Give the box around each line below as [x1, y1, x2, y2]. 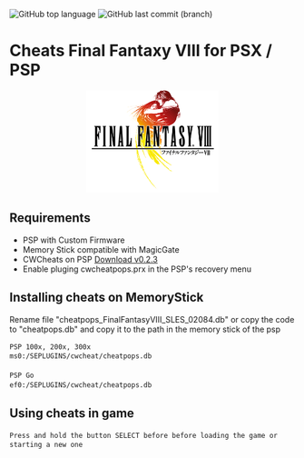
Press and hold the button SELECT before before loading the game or [9, 431, 279, 440]
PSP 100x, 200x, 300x [9, 342, 92, 352]
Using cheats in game [9, 405, 134, 422]
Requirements [9, 210, 91, 226]
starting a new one [9, 440, 83, 449]
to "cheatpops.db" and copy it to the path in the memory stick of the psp [9, 324, 281, 334]
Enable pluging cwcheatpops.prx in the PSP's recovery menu [22, 264, 252, 274]
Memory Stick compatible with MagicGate [22, 244, 180, 254]
